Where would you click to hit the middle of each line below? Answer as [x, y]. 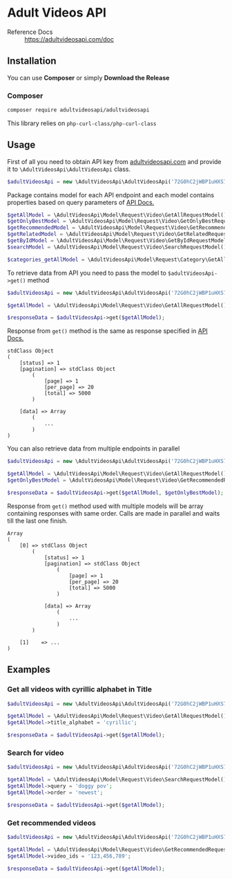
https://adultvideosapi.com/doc [69, 39]
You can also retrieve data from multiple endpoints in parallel [94, 448]
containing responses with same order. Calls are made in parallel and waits [114, 513]
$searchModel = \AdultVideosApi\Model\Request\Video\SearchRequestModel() [117, 247]
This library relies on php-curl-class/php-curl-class [82, 123]
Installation [32, 61]
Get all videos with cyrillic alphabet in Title [79, 689]
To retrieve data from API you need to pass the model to [87, 273]
